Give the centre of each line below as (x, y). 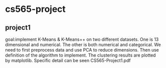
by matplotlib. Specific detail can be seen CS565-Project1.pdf (68, 60)
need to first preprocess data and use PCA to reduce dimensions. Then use (82, 50)
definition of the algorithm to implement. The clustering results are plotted (81, 55)
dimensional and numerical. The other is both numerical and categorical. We (83, 45)
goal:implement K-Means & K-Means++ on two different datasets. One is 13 (82, 39)
